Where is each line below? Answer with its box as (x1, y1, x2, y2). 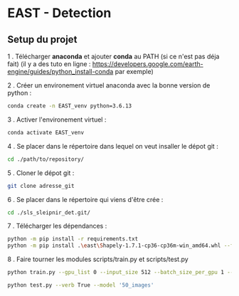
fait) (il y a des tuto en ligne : (7, 60, 91, 68)
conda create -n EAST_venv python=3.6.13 (7, 102, 132, 110)
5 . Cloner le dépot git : (7, 169, 75, 177)
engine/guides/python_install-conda (7, 68, 114, 75)
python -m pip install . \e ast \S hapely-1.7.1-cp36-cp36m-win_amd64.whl (7, 242, 221, 250)
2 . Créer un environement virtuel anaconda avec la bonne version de (7, 81, 211, 90)
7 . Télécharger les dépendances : (7, 222, 107, 231)
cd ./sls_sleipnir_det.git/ (7, 208, 91, 216)
